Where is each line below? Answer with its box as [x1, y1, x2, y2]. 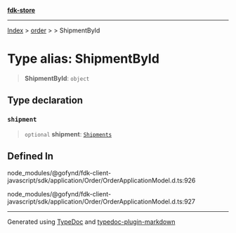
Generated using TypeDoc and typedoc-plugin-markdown [7, 218, 176, 226]
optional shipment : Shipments [24, 130, 112, 138]
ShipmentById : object [24, 74, 90, 82]
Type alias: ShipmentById [7, 51, 160, 67]
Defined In [7, 151, 54, 163]
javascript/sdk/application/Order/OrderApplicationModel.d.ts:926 [7, 176, 196, 185]
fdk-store [7, 6, 36, 14]
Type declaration [7, 94, 83, 106]
